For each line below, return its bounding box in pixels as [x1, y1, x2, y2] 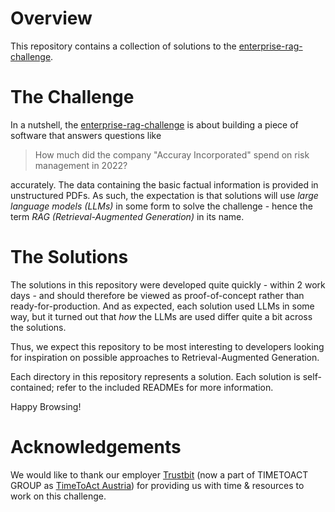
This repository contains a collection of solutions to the [10, 40, 237, 52]
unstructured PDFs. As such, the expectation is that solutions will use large [10, 189, 319, 201]
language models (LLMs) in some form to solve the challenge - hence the [10, 200, 313, 212]
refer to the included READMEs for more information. [56, 381, 274, 393]
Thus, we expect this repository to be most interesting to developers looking [10, 340, 325, 352]
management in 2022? [34, 159, 128, 171]
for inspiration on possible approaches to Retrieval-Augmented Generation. [10, 351, 320, 363]
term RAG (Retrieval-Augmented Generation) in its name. [10, 210, 245, 222]
